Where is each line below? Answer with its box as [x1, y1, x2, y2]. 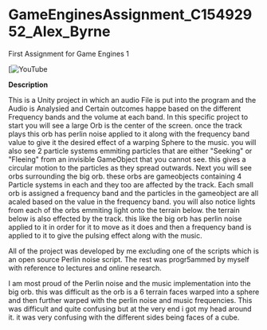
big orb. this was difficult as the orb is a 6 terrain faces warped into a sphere [8, 287, 260, 297]
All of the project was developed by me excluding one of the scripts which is [8, 246, 259, 256]
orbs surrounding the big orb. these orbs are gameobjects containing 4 [8, 171, 242, 181]
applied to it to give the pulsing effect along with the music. [8, 230, 203, 240]
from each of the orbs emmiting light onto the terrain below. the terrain [8, 205, 241, 214]
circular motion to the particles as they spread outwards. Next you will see [8, 163, 253, 172]
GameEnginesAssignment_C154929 [8, 6, 253, 24]
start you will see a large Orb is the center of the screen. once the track [8, 120, 243, 130]
